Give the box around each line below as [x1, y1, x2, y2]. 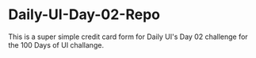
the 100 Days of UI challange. [8, 40, 105, 49]
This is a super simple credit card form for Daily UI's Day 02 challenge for [8, 32, 248, 41]
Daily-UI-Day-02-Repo [8, 6, 161, 24]
